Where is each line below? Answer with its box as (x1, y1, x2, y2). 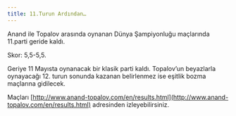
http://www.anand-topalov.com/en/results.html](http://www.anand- (32, 93, 229, 101)
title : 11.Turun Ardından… (7, 10, 87, 18)
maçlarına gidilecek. (7, 79, 66, 88)
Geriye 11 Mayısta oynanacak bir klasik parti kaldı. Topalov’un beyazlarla (7, 64, 216, 72)
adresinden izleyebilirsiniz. (92, 100, 170, 109)
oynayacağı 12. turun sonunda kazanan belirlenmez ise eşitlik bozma (7, 72, 206, 80)
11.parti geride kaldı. (7, 37, 66, 46)
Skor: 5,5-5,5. (7, 51, 47, 59)
